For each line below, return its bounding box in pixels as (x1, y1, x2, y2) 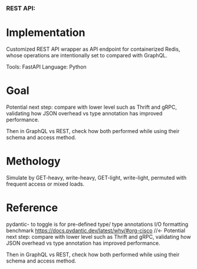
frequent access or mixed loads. (6, 180, 84, 187)
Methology (6, 154, 61, 168)
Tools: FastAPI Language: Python (6, 63, 87, 70)
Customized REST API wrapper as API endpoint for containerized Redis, (6, 46, 180, 53)
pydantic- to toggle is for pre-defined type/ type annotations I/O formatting (6, 221, 189, 228)
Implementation (6, 26, 86, 40)
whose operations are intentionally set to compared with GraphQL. (6, 51, 168, 59)
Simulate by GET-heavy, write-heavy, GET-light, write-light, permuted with (6, 174, 187, 181)
